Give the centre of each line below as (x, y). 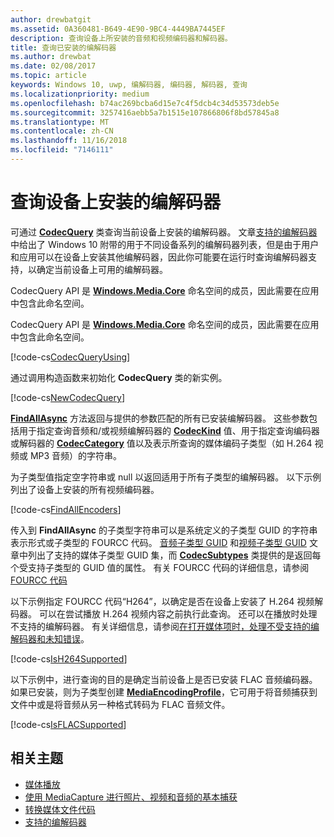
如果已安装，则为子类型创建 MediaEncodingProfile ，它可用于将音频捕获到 (164, 692)
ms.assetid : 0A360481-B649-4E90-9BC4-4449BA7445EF (118, 29)
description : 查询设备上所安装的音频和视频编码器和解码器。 (121, 38)
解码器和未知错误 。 (50, 638)
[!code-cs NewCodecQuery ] (67, 397)
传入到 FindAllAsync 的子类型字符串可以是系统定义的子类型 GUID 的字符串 (164, 530)
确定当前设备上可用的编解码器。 (102, 269)
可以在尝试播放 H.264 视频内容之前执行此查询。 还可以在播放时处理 (178, 613)
